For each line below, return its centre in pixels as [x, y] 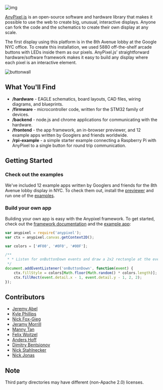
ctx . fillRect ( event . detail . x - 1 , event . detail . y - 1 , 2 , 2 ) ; [78, 277]
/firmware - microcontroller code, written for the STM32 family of [78, 109]
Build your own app [28, 208]
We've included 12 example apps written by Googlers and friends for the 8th [81, 185]
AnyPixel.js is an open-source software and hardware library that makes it [79, 17]
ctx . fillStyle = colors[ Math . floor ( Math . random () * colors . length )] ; [86, 273]
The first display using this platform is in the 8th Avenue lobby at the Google [81, 42]
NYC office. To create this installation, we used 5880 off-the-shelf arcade [78, 47]
